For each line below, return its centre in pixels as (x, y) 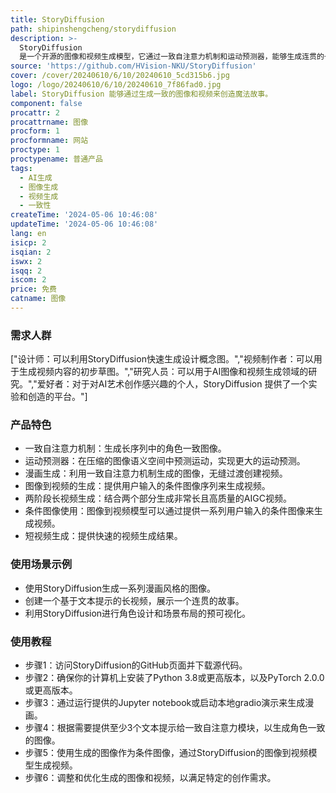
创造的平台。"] (57, 397)
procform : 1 (35, 131)
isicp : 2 (28, 242)
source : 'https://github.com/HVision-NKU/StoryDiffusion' (133, 66)
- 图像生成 (39, 187)
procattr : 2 (35, 112)
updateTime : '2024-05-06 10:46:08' (84, 224)
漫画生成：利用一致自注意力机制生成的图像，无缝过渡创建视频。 (156, 473)
